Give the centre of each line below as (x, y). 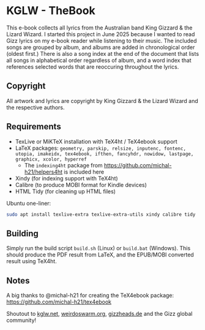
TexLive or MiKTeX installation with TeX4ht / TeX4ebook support (96, 141)
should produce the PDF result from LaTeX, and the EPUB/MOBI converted (100, 255)
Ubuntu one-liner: (29, 203)
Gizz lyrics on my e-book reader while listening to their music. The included (102, 40)
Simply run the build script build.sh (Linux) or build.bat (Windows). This (99, 248)
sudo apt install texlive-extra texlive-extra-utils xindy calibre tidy (101, 214)
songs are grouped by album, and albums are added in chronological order (101, 47)
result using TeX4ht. (32, 261)
